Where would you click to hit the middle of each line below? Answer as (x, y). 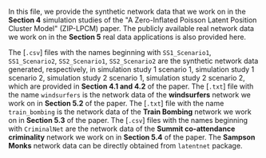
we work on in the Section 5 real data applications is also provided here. (127, 37)
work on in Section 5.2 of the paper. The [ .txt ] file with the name (116, 103)
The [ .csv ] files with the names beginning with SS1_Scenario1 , (110, 52)
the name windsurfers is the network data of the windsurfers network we (130, 95)
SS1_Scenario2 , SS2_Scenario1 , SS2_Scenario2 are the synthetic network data (133, 61)
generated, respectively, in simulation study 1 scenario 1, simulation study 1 (131, 69)
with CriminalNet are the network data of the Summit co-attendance (122, 128)
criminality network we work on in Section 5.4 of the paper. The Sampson (132, 137)
